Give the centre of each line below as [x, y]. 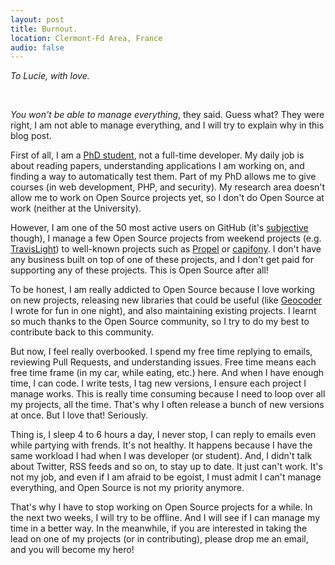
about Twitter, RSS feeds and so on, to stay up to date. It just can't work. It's [166, 467]
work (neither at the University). [76, 208]
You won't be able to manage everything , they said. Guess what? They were [167, 115]
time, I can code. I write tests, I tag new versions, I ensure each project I [158, 383]
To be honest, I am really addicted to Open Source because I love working [162, 290]
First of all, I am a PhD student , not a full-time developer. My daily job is [157, 155]
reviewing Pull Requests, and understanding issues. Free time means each [163, 362]
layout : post [37, 19]
